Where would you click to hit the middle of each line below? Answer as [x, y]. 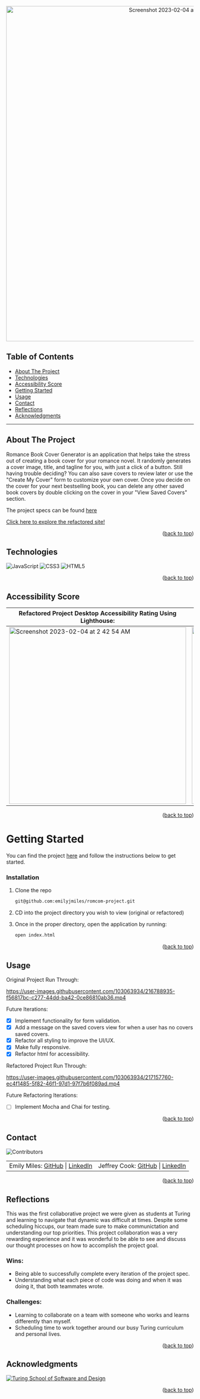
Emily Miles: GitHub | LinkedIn [51, 1166]
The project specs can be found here [51, 510]
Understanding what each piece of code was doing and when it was [98, 1280]
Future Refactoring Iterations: [42, 1095]
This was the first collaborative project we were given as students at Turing [98, 1214]
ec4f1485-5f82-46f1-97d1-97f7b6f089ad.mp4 [63, 1084]
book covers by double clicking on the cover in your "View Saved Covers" [97, 492]
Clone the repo [33, 891]
